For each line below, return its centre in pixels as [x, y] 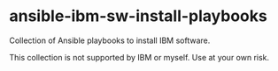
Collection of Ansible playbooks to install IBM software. [110, 40]
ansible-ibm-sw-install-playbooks [138, 16]
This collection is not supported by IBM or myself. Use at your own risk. [139, 57]
